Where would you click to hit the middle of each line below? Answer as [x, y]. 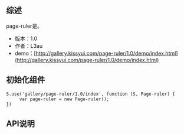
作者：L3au [29, 45]
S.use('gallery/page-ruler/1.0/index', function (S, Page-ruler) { [91, 94]
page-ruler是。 [24, 26]
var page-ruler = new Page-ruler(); [64, 99]
